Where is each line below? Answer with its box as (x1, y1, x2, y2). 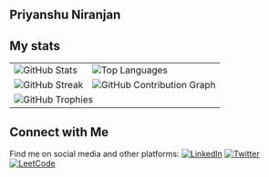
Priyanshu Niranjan (9, 7, 121, 23)
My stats (9, 38, 61, 54)
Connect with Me (9, 124, 109, 140)
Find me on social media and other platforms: (9, 149, 180, 160)
